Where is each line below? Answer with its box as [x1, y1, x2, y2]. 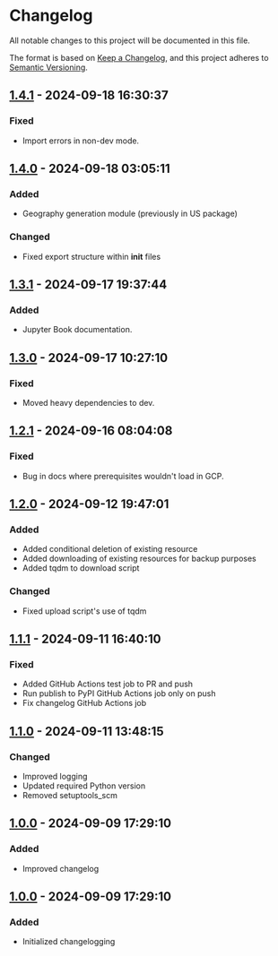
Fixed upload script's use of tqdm [22, 606, 147, 616]
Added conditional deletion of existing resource [22, 544, 198, 555]
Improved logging [22, 771, 88, 782]
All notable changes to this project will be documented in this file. [9, 35, 251, 46]
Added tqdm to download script [22, 563, 140, 573]
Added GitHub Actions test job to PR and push [22, 678, 194, 690]
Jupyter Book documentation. [22, 324, 133, 335]
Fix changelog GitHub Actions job [22, 698, 147, 709]
